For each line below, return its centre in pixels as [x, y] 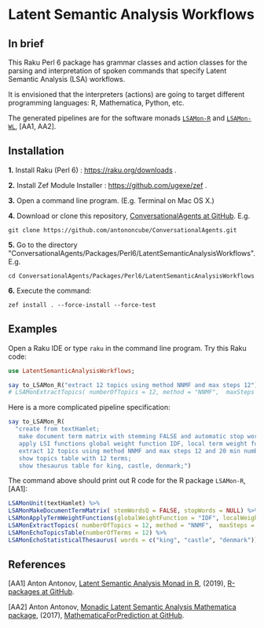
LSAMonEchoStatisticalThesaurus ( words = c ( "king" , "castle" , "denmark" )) [133, 540]
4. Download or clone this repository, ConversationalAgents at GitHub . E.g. [129, 216]
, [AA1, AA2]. [36, 126]
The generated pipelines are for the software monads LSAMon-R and [117, 118]
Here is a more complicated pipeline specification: [89, 408]
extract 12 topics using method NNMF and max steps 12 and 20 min [130, 451]
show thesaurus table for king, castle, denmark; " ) [105, 466]
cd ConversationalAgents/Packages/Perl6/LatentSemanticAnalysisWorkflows [132, 276]
